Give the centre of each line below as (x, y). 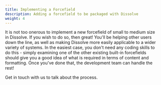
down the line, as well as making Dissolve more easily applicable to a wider (80, 42)
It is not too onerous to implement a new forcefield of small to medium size (80, 32)
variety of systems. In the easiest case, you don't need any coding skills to (80, 48)
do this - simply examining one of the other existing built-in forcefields (76, 53)
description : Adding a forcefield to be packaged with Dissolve (72, 14)
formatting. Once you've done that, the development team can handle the (79, 63)
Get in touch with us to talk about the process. (51, 77)
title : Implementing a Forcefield (40, 9)
